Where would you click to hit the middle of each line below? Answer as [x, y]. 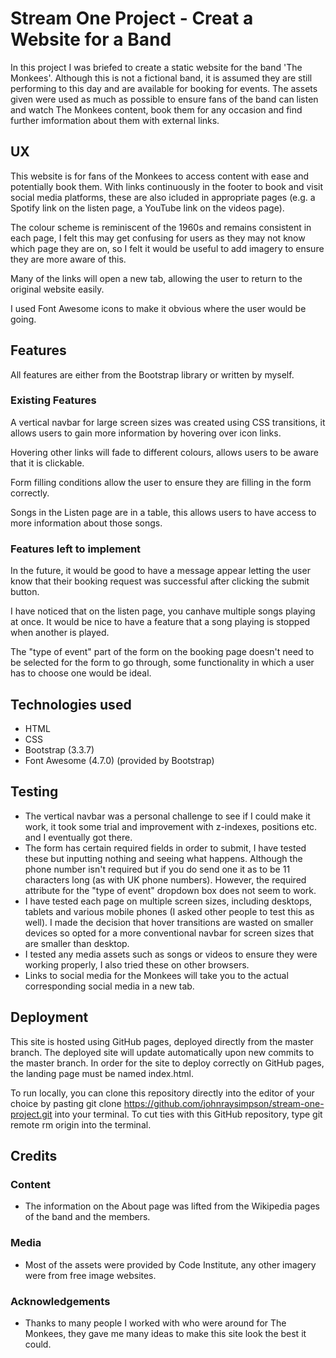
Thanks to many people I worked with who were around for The [155, 1323]
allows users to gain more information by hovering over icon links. [146, 433]
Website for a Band [91, 39]
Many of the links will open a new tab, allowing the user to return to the [156, 278]
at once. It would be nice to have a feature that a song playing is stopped [160, 622]
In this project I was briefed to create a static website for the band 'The [156, 67]
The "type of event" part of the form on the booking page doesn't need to [162, 652]
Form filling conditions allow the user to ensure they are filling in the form [161, 482]
